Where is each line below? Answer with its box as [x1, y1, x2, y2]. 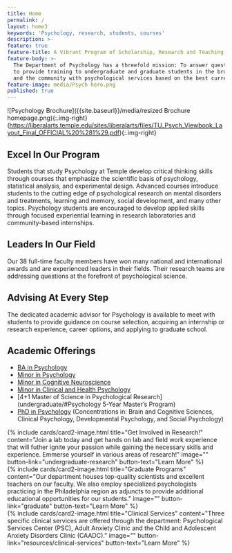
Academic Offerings [7, 344, 96, 357]
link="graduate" [7, 502, 52, 510]
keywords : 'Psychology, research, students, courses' [7, 29, 166, 37]
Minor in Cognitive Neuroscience [17, 378, 111, 387]
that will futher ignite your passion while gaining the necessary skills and [7, 443, 214, 451]
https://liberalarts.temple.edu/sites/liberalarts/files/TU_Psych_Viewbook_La [9, 121, 223, 130]
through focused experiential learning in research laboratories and [7, 211, 195, 219]
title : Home [7, 10, 41, 17]
